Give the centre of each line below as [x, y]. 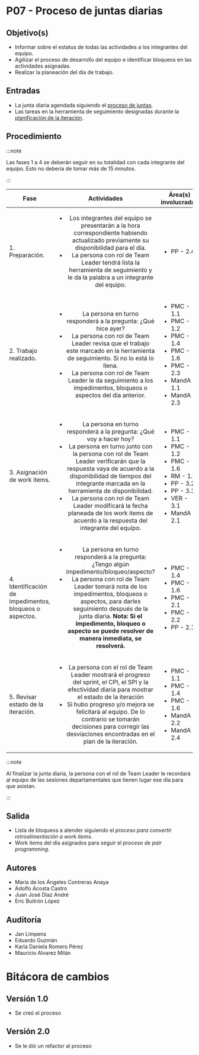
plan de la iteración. [110, 741]
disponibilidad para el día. [110, 247]
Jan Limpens [30, 934]
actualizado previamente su [110, 240]
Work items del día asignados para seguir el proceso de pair [88, 843]
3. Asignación [28, 472]
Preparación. [27, 255]
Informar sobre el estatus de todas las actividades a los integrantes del [101, 47]
